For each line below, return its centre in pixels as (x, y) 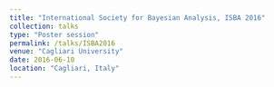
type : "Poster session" (54, 34)
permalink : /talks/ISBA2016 (63, 43)
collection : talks (44, 26)
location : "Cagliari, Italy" (64, 69)
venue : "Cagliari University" (67, 52)
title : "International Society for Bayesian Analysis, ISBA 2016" (137, 18)
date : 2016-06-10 (42, 60)
